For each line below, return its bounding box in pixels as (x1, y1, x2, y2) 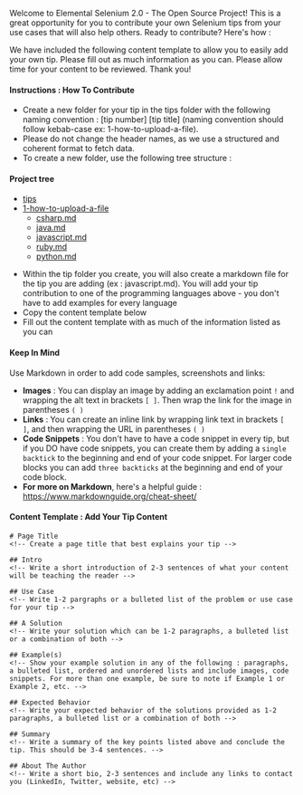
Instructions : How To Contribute (9, 84, 136, 95)
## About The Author (9, 761, 88, 771)
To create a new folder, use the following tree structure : (22, 153, 232, 164)
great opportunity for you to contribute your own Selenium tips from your (9, 17, 282, 28)
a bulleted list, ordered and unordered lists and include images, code (9, 666, 289, 675)
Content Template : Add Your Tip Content (9, 512, 168, 522)
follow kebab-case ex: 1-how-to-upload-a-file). (22, 124, 199, 135)
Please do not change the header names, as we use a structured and (22, 133, 280, 144)
